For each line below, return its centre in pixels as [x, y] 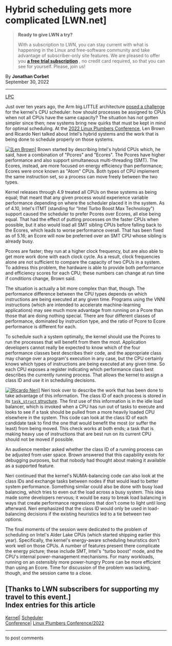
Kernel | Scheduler [24, 617]
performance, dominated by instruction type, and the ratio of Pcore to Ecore [85, 321]
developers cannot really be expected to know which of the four [73, 347]
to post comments [24, 638]
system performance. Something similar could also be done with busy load [84, 486]
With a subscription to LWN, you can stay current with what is [83, 44]
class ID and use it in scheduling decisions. [51, 380]
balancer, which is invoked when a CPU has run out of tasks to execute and [85, 407]
